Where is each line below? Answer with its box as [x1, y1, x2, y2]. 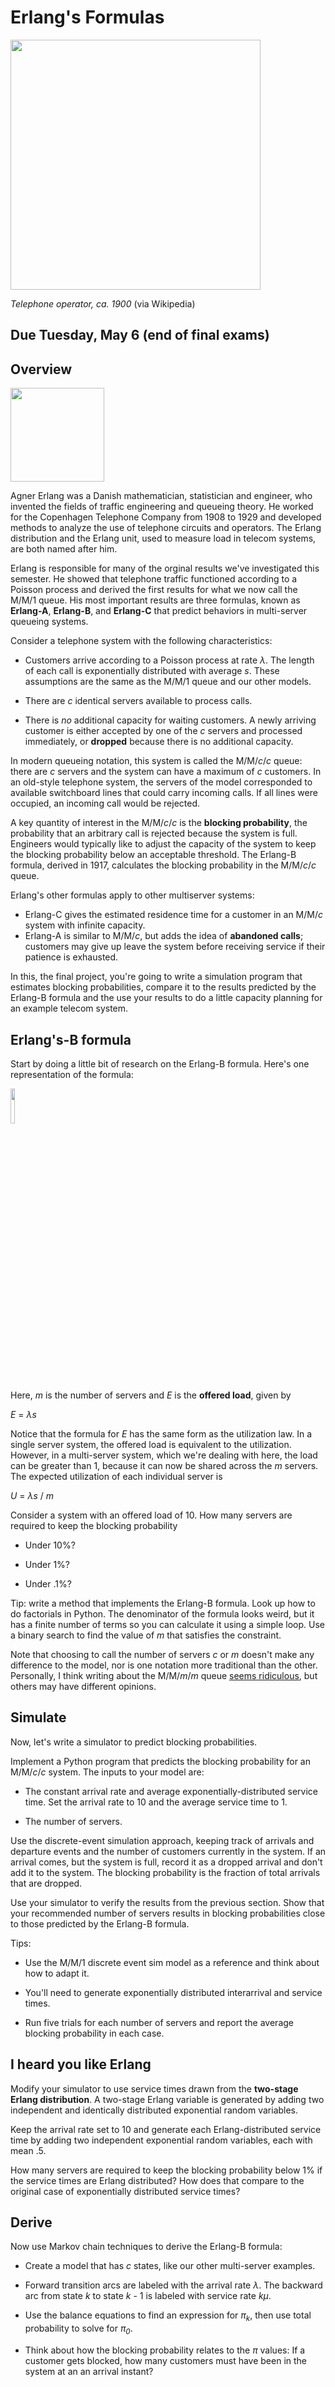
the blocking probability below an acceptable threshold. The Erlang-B [10, 849, 297, 861]
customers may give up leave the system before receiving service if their [24, 941, 326, 953]
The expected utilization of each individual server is [10, 1470, 223, 1482]
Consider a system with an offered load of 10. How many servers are [10, 1509, 293, 1521]
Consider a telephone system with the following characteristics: [10, 635, 273, 647]
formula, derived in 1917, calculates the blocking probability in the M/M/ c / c [10, 859, 317, 871]
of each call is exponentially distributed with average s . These [24, 665, 280, 677]
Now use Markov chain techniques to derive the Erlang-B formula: [10, 2241, 283, 2253]
